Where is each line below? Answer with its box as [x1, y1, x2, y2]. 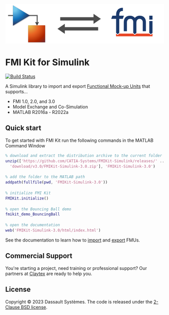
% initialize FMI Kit [5, 190, 51, 195]
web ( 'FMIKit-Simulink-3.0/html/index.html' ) [5, 228, 101, 233]
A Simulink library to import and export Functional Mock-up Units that [5, 83, 151, 89]
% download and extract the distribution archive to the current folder [5, 153, 162, 158]
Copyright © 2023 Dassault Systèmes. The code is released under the [5, 298, 153, 305]
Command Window [5, 142, 46, 148]
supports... [5, 88, 28, 95]
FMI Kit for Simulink [5, 57, 90, 68]
